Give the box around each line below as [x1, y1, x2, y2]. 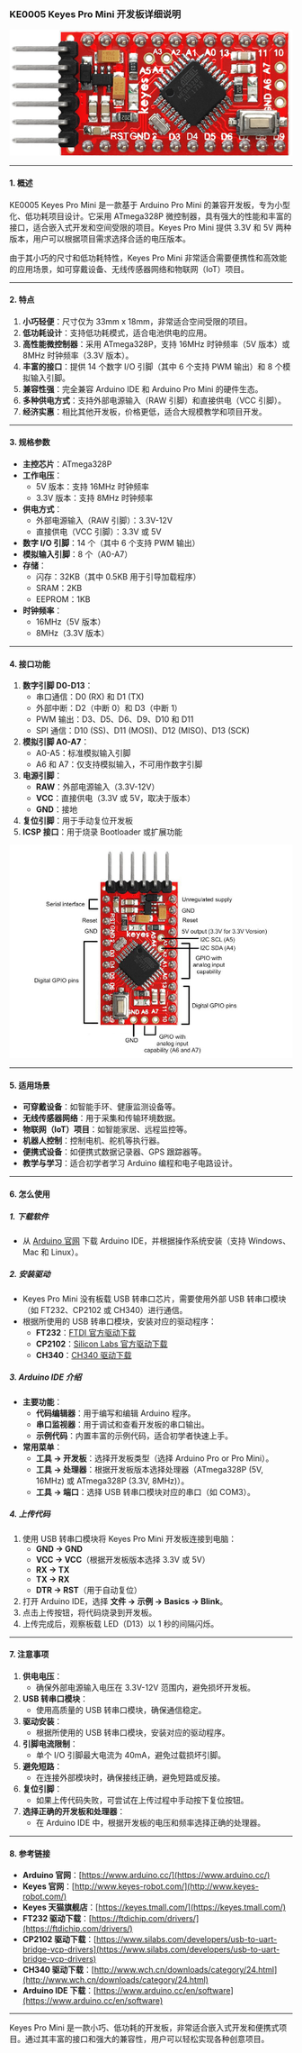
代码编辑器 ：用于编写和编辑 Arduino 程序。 [35, 1408, 196, 1419]
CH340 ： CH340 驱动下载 [35, 1349, 132, 1360]
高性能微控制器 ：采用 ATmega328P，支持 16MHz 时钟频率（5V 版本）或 [22, 338, 290, 349]
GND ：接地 [35, 804, 78, 815]
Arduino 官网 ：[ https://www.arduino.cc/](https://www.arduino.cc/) [22, 1870, 271, 1881]
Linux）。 [50, 1246, 84, 1257]
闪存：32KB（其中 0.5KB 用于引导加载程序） [35, 570, 201, 582]
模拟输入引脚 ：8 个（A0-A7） [22, 548, 133, 560]
